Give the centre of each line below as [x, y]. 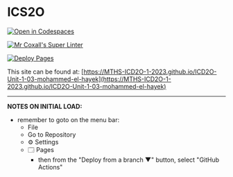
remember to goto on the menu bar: [68, 119]
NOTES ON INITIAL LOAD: [45, 106]
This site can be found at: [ [45, 71]
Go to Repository [52, 134]
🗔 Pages [41, 149]
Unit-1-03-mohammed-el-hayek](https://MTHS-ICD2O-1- [89, 79]
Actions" [50, 167]
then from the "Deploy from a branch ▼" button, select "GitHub [129, 160]
